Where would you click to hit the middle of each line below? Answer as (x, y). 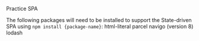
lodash (14, 33)
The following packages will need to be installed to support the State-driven (99, 20)
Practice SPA (22, 9)
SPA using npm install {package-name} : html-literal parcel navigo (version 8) (100, 26)
